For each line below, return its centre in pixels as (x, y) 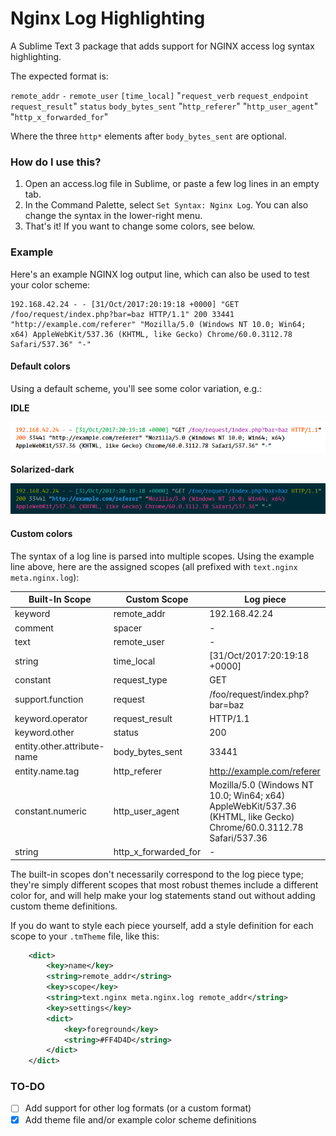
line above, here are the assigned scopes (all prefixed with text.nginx (154, 566)
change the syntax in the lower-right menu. (113, 216)
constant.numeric (50, 811)
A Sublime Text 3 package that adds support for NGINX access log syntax (162, 46)
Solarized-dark (42, 469)
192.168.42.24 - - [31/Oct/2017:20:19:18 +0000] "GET (125, 304)
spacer (128, 628)
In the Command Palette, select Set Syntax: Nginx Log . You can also (166, 205)
